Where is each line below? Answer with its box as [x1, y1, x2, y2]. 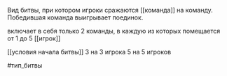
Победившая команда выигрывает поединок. [7, 13, 144, 22]
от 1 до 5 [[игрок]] [7, 34, 61, 43]
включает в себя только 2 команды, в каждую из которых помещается [7, 27, 221, 35]
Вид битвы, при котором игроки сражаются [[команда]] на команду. [7, 6, 213, 14]
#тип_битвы [7, 61, 43, 69]
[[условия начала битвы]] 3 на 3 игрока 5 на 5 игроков [7, 48, 172, 56]
